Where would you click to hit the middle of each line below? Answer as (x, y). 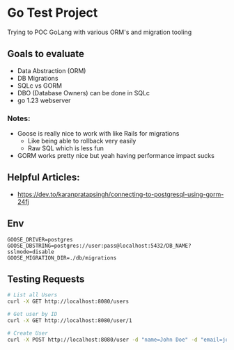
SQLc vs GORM (40, 86)
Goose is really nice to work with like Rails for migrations (98, 134)
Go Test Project (53, 13)
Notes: (19, 118)
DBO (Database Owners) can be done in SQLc (84, 93)
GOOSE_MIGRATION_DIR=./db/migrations (62, 258)
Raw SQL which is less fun (66, 148)
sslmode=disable (31, 252)
